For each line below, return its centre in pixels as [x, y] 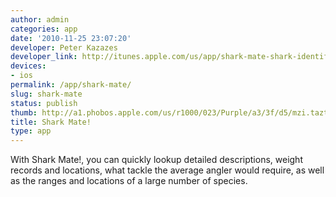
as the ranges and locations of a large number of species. [129, 181]
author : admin [40, 19]
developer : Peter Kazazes [64, 47]
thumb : [24, 112]
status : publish [44, 103]
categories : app [44, 29]
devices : [28, 66]
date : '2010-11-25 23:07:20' [71, 38]
